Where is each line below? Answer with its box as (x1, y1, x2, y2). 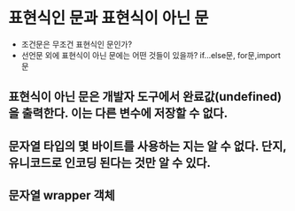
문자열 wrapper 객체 (8, 188, 116, 203)
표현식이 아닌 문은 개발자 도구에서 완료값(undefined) (8, 89, 283, 104)
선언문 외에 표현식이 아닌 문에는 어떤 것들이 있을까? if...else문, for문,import (20, 49, 281, 60)
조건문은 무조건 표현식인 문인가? (20, 39, 133, 49)
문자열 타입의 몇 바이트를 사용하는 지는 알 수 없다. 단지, (8, 139, 287, 154)
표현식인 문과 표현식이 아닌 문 (8, 8, 209, 28)
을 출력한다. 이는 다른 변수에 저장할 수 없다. (8, 106, 228, 121)
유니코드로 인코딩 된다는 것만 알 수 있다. (8, 155, 212, 170)
